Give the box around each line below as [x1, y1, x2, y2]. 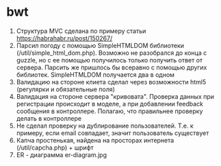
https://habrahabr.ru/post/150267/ [16, 34, 113, 42]
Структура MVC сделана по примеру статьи [16, 27, 146, 35]
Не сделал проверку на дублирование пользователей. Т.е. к [16, 121, 194, 130]
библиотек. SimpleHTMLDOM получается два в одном [16, 70, 175, 79]
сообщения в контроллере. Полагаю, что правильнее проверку [16, 107, 203, 115]
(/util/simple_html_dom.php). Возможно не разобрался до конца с [16, 49, 207, 57]
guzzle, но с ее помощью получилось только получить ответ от [16, 56, 203, 64]
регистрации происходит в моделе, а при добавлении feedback [16, 99, 203, 108]
